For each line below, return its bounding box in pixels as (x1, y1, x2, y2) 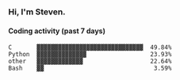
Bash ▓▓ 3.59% (8, 64, 172, 73)
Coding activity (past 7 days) (8, 26, 105, 36)
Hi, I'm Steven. (8, 6, 66, 17)
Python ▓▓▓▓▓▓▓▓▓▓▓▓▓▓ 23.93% (8, 51, 172, 59)
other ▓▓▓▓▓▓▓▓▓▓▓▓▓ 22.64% (8, 58, 172, 66)
